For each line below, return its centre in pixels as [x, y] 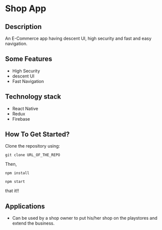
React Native [25, 108]
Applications [25, 206]
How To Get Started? [37, 135]
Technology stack [33, 97]
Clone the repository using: [33, 146]
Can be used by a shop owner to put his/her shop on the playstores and [85, 218]
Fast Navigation [28, 81]
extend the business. [33, 223]
